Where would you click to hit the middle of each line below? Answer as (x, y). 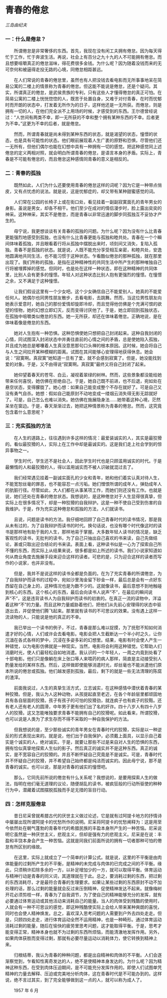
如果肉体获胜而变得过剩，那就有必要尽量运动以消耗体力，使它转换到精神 (79, 938)
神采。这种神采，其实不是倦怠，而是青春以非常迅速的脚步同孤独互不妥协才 (81, 214)
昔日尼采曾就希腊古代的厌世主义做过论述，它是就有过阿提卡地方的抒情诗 (88, 816)
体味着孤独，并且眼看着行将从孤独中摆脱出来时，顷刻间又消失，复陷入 (81, 243)
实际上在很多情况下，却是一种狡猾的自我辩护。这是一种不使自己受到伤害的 (81, 502)
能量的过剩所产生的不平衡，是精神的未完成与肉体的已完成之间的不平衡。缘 (85, 864)
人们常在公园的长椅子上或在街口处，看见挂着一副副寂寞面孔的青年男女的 (88, 201)
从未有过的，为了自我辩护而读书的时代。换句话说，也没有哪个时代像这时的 (81, 525)
